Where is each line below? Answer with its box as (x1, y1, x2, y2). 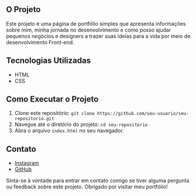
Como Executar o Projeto (6, 94, 99, 104)
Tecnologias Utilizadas (6, 55, 91, 66)
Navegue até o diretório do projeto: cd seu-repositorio (14, 121, 148, 128)
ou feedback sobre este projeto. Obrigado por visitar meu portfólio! (6, 183, 168, 190)
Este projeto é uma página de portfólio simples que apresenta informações (6, 20, 186, 27)
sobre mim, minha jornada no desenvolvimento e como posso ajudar (6, 26, 171, 33)
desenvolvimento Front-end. (6, 38, 74, 45)
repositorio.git (14, 116, 54, 122)
